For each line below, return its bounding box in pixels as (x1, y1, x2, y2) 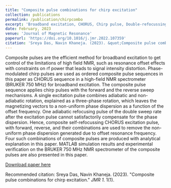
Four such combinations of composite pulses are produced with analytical (5, 135, 160, 141)
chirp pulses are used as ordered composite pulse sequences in (28, 71, 163, 77)
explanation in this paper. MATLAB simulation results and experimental (5, 141, 153, 147)
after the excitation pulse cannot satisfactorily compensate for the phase (5, 114, 158, 120)
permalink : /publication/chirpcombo (5, 17, 83, 22)
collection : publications (5, 12, 60, 17)
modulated (5, 71, 28, 77)
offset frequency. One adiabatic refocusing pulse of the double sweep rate (5, 108, 162, 114)
